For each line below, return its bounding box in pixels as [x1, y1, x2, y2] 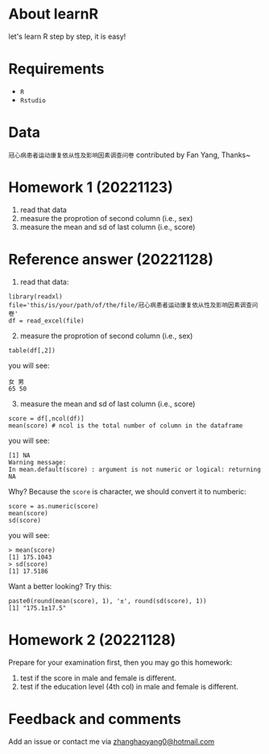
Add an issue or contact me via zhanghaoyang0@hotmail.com [8, 736, 215, 746]
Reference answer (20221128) [8, 250, 213, 269]
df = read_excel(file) [8, 316, 85, 325]
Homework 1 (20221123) [8, 178, 173, 196]
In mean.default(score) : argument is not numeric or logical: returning [8, 465, 262, 473]
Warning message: [8, 458, 67, 466]
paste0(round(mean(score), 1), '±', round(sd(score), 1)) [8, 597, 207, 605]
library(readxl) [8, 292, 63, 301]
